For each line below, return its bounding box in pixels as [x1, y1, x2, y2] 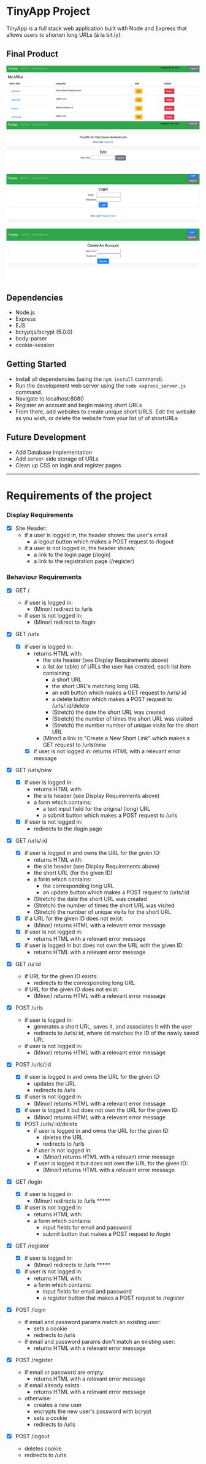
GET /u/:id [15, 960, 41, 968]
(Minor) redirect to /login [33, 618, 96, 626]
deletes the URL [42, 1133, 83, 1141]
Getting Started [6, 359, 67, 369]
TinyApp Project [6, 4, 91, 18]
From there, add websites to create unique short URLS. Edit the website [15, 408, 196, 415]
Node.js [15, 309, 36, 316]
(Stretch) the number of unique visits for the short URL [33, 908, 172, 915]
